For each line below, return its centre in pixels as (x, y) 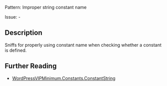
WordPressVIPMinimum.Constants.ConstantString (64, 78)
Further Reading (31, 66)
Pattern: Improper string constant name (46, 7)
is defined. (16, 50)
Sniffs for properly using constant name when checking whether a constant (83, 45)
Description (23, 33)
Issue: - (13, 17)
